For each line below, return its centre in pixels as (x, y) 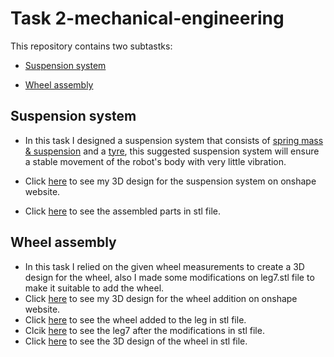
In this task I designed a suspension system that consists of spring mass (174, 140)
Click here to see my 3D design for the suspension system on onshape (170, 181)
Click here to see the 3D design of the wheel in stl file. (136, 341)
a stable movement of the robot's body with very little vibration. (155, 161)
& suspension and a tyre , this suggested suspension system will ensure (172, 151)
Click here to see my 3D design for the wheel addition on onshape (161, 298)
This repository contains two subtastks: (91, 46)
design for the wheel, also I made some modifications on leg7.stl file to (169, 277)
